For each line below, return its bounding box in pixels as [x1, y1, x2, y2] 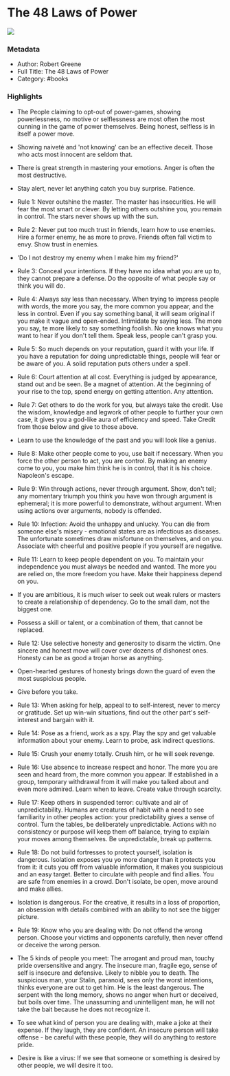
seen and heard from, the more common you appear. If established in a [16, 770, 218, 779]
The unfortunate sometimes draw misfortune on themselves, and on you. [16, 534, 224, 542]
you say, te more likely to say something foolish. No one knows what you [16, 324, 223, 332]
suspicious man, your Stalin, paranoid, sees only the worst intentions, [16, 975, 214, 984]
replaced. [16, 625, 45, 634]
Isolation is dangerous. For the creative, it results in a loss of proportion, [16, 898, 221, 906]
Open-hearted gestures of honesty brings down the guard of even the [16, 666, 216, 675]
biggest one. [16, 604, 53, 613]
